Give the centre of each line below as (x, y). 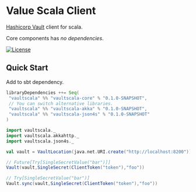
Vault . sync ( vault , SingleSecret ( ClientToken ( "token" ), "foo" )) (82, 184)
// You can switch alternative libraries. (61, 103)
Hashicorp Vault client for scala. (44, 27)
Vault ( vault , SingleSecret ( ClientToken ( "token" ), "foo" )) (75, 167)
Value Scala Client (51, 11)
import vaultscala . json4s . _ (40, 141)
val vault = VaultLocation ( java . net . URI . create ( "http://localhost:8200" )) (99, 152)
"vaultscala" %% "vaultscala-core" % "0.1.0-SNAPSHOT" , (78, 98)
